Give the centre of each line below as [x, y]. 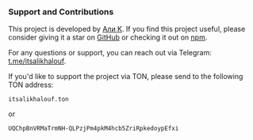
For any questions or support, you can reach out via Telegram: [110, 53]
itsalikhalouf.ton [38, 100]
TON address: [31, 85]
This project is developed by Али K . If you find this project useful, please [127, 29]
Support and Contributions [61, 12]
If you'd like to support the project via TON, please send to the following [126, 77]
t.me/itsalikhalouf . [37, 61]
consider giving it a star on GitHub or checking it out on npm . [108, 37]
